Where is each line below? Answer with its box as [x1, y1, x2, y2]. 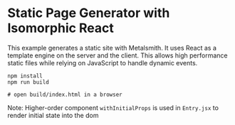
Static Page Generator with [7, 5, 170, 21]
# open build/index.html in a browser [7, 91, 122, 98]
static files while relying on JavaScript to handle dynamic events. [7, 58, 198, 67]
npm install [7, 72, 43, 80]
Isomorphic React [7, 20, 114, 36]
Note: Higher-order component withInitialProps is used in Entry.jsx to [7, 103, 219, 112]
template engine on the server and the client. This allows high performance [7, 51, 228, 60]
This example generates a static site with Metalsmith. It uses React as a [7, 43, 217, 52]
